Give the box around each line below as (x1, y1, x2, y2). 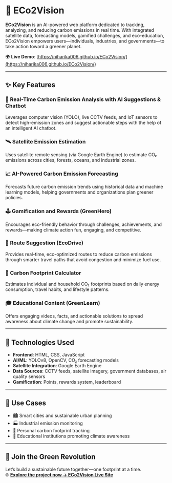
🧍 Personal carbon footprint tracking (12, 428, 90, 434)
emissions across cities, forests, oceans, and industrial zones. (5, 157, 136, 163)
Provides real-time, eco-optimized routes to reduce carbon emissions (5, 251, 152, 257)
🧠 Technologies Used (5, 338, 74, 347)
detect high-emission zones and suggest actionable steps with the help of (5, 119, 162, 125)
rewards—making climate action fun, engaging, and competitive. (5, 226, 142, 233)
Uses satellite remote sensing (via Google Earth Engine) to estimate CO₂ (5, 151, 157, 158)
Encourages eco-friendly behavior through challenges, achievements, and (5, 221, 162, 227)
